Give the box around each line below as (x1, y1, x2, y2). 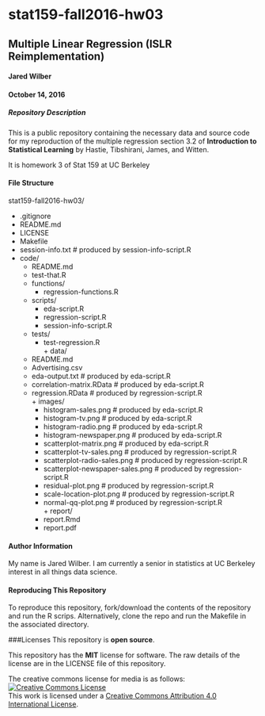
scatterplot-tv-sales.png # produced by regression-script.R (43, 446, 237, 457)
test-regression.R (43, 337, 100, 347)
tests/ (31, 329, 51, 339)
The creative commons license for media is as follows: (8, 674, 186, 683)
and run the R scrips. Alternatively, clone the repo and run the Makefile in (8, 611, 247, 621)
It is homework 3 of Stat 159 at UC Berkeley (8, 160, 150, 170)
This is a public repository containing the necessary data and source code (8, 128, 251, 137)
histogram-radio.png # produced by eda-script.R (43, 422, 203, 431)
